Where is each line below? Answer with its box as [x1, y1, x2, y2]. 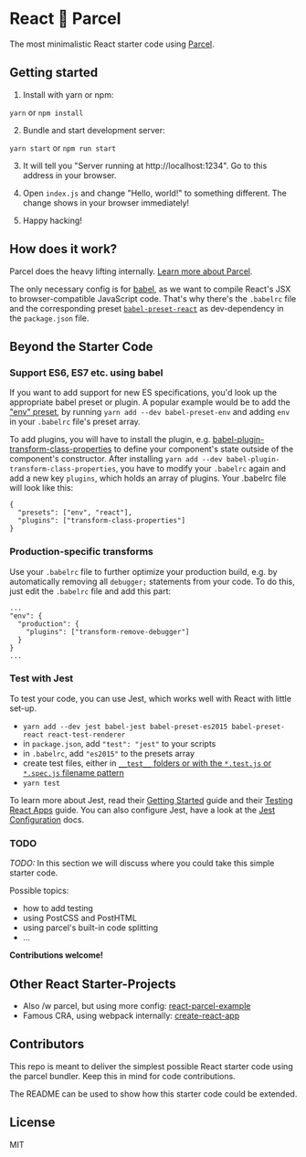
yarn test [22, 779, 61, 788]
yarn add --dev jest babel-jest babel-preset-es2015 [22, 722, 228, 731]
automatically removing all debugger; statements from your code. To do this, [9, 576, 295, 587]
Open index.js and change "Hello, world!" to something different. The [22, 187, 288, 198]
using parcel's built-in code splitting [22, 922, 158, 933]
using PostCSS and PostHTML [22, 913, 137, 924]
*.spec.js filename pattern [22, 767, 125, 778]
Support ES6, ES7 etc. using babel [9, 366, 164, 378]
